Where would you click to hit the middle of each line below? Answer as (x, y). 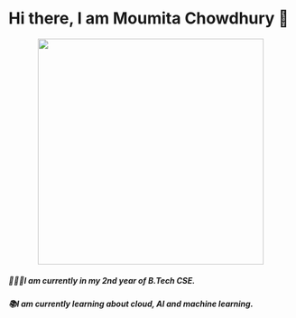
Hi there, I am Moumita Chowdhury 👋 (149, 19)
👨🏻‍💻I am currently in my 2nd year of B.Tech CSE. (102, 280)
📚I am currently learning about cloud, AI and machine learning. (131, 304)
